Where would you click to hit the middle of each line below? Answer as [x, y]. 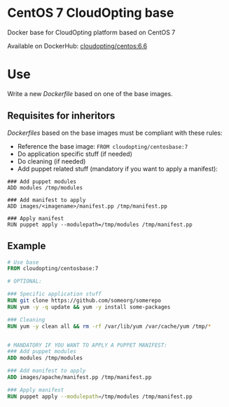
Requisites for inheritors [61, 116]
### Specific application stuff [54, 294]
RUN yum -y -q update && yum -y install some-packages [89, 307]
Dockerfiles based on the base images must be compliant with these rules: [115, 133]
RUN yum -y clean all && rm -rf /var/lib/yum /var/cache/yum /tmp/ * [109, 326]
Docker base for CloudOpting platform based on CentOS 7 [91, 32]
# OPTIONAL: [25, 281]
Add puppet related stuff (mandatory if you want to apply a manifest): [118, 168]
